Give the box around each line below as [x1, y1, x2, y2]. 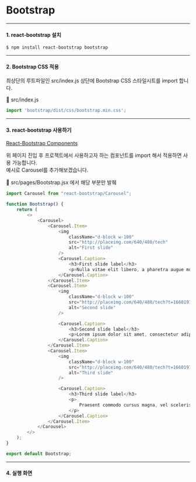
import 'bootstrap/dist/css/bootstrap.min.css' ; [6, 108, 127, 114]
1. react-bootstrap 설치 [6, 31, 61, 38]
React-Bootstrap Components [6, 140, 78, 147]
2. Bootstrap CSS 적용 [6, 63, 60, 70]
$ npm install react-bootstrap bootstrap [6, 45, 108, 50]
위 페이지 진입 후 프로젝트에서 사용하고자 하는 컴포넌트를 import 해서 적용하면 [6, 152, 182, 159]
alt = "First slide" [68, 245, 114, 251]
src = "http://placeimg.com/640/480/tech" [68, 240, 168, 245]
